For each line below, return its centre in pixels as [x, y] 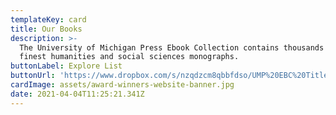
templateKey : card [48, 19]
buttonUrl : [33, 76]
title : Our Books [46, 29]
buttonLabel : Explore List [66, 66]
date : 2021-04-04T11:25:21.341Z [77, 94]
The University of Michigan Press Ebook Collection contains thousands [172, 47]
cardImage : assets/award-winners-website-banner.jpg [122, 85]
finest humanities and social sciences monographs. [129, 57]
